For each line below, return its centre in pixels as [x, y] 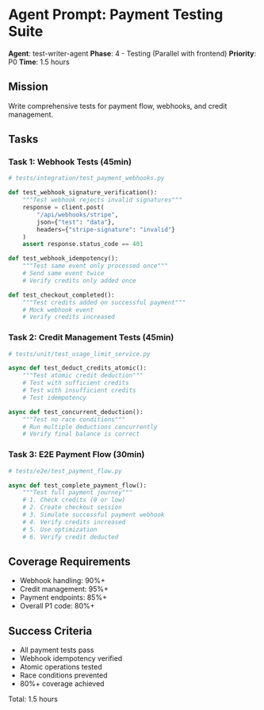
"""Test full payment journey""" [78, 493]
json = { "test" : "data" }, [76, 222]
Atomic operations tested [61, 667]
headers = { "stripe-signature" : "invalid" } [106, 229]
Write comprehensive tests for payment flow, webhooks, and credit [118, 106]
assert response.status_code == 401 [83, 244]
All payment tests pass [57, 650]
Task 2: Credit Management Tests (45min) [91, 337]
